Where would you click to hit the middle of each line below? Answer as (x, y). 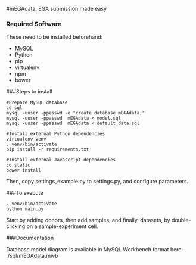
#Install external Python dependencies (56, 134)
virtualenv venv (26, 139)
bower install (24, 170)
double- (181, 220)
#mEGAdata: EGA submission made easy (57, 9)
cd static (18, 165)
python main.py (25, 209)
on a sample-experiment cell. (62, 226)
